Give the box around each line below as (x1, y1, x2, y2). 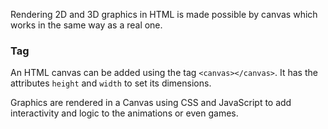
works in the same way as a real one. (10, 19, 163, 31)
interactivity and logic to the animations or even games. (10, 107, 239, 119)
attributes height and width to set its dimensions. (10, 77, 212, 89)
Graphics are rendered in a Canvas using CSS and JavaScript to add (10, 97, 292, 109)
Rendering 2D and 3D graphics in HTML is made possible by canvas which (10, 9, 318, 20)
